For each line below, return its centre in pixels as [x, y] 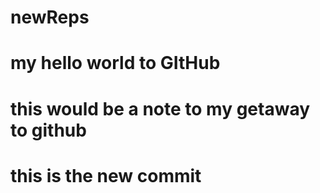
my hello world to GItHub [115, 63]
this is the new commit [106, 175]
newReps [50, 17]
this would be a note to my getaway [160, 108]
